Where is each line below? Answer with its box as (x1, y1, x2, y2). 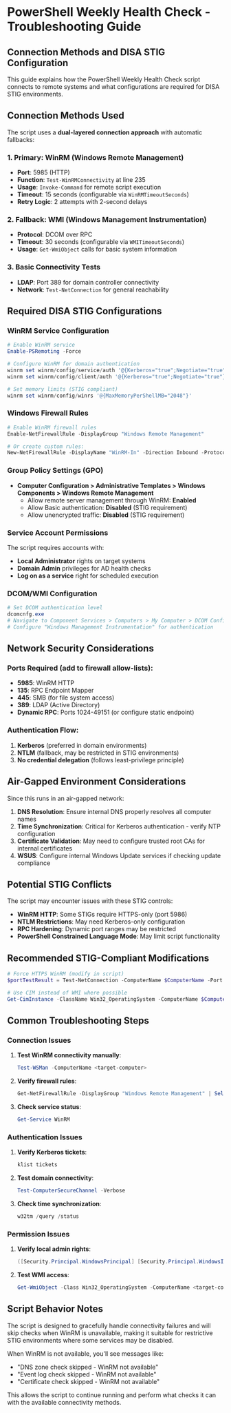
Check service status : (16, 1103, 81, 1111)
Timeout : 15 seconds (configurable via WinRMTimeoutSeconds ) (16, 190, 189, 199)
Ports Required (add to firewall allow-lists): (7, 663, 153, 673)
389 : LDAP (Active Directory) (16, 701, 100, 709)
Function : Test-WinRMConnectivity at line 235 (16, 176, 146, 184)
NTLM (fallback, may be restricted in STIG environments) (16, 749, 179, 757)
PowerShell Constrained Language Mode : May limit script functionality (16, 932, 221, 941)
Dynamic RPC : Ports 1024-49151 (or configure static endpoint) (16, 708, 195, 717)
